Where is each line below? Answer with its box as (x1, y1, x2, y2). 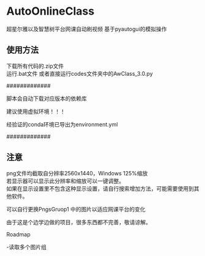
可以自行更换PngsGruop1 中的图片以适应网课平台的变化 (6, 205, 146, 213)
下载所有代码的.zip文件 (6, 62, 64, 70)
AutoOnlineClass (6, 4, 95, 18)
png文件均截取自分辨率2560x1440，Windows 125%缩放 (6, 169, 148, 177)
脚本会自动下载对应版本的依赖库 (6, 95, 87, 102)
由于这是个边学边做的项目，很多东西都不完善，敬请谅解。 (6, 218, 151, 225)
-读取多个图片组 (6, 243, 47, 251)
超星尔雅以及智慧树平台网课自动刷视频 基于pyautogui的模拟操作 (6, 25, 167, 32)
